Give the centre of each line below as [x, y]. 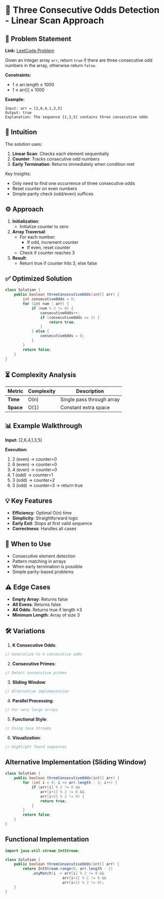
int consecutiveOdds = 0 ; [49, 299]
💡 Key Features [29, 501]
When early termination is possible [47, 566]
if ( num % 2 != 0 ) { [52, 308]
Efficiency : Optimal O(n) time [42, 512]
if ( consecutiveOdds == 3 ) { [70, 317]
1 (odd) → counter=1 [33, 475]
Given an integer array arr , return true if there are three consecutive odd [79, 60]
